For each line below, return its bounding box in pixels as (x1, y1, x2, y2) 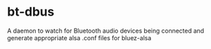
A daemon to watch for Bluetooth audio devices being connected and (7, 27, 205, 35)
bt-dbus (7, 4, 54, 20)
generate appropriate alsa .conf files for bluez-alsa (7, 33, 152, 42)
